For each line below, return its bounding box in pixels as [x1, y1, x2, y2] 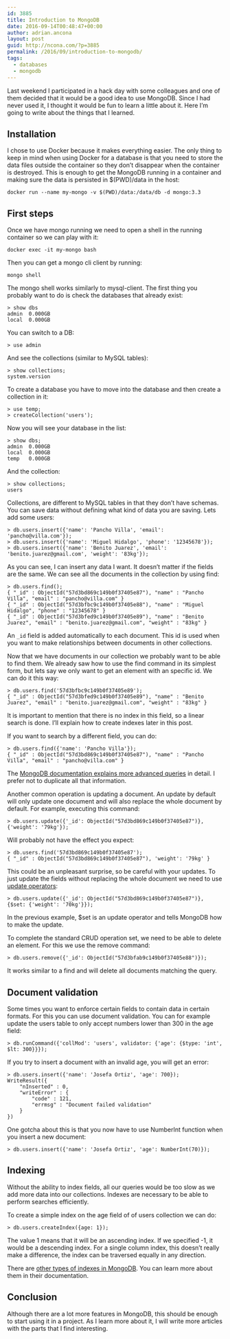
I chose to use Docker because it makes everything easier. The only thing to [7, 146, 222, 155]
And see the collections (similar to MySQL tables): [7, 354, 149, 362]
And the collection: [7, 467, 60, 476]
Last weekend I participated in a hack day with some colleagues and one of [7, 87, 220, 95]
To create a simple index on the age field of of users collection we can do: [7, 1210, 217, 1219]
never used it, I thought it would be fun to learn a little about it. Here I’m [7, 101, 208, 109]
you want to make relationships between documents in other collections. [7, 639, 213, 647]
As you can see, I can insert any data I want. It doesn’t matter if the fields [7, 563, 214, 571]
